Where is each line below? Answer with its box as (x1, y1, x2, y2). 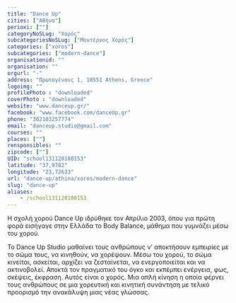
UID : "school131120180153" (7, 155, 87, 163)
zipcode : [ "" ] (7, 149, 49, 156)
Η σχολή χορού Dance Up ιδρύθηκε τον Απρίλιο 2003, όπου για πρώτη (7, 214, 216, 223)
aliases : (7, 188, 33, 195)
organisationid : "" (7, 57, 65, 64)
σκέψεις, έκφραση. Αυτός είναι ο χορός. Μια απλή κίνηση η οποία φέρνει (7, 273, 224, 282)
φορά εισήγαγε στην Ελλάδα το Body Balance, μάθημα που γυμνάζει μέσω (7, 222, 229, 230)
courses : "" (7, 129, 42, 136)
